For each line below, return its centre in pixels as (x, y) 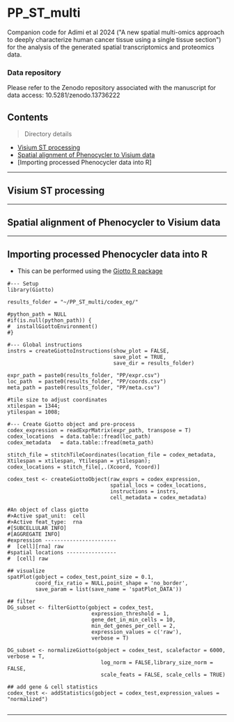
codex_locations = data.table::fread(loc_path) (79, 437)
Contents (28, 117)
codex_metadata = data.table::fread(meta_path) (81, 443)
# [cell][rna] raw (36, 547)
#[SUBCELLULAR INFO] (37, 529)
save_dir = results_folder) (154, 363)
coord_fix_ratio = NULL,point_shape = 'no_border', (112, 583)
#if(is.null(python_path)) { (49, 321)
